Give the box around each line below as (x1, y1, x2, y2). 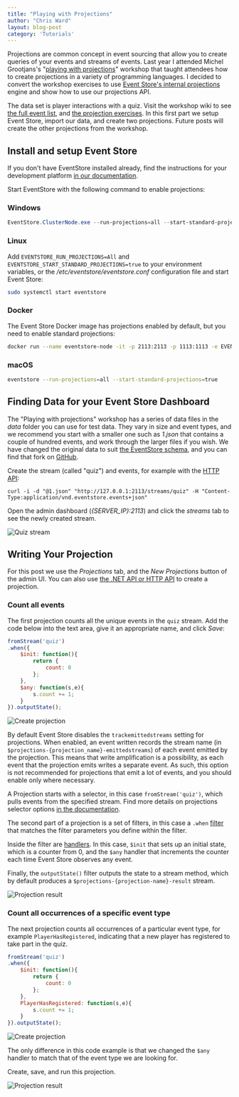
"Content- (201, 487, 231, 495)
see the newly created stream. (7, 514, 97, 522)
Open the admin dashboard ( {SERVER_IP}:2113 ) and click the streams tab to (7, 506, 230, 515)
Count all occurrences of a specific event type (7, 908, 171, 918)
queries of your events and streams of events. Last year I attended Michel (7, 58, 224, 66)
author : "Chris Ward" (7, 17, 72, 24)
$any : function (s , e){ (20, 684, 84, 691)
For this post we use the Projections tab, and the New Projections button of (7, 567, 228, 576)
